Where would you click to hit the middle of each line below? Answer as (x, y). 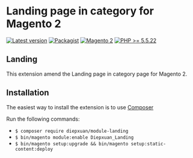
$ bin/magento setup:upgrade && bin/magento (72, 144)
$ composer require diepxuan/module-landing (72, 131)
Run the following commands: (43, 119)
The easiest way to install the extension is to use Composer (80, 107)
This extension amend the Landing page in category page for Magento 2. (97, 74)
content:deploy (34, 149)
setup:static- (149, 144)
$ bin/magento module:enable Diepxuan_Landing (74, 137)
